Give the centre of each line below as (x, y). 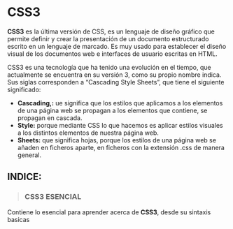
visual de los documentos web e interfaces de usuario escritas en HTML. (113, 54)
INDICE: (24, 177)
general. (29, 155)
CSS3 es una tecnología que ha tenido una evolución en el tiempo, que (109, 67)
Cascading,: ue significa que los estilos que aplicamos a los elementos (120, 103)
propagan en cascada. (50, 118)
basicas (19, 219)
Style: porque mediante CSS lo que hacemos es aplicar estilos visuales (120, 125)
